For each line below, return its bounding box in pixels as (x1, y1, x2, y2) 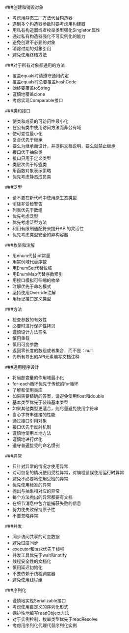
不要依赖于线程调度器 (12, 571, 55, 576)
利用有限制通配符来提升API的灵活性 (12, 226, 84, 231)
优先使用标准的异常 (12, 482, 52, 488)
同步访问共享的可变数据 (12, 534, 60, 539)
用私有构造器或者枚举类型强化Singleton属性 (12, 27, 101, 33)
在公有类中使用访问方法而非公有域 (12, 125, 81, 130)
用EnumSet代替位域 (12, 265, 52, 271)
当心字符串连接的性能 (12, 412, 55, 418)
